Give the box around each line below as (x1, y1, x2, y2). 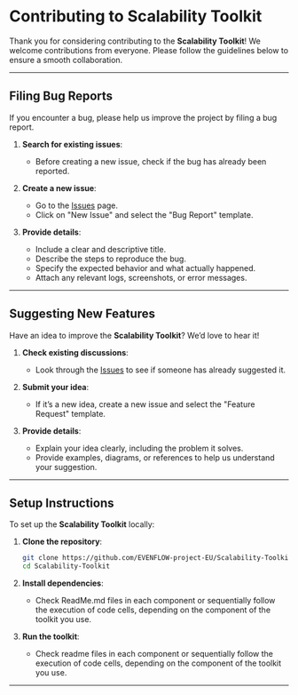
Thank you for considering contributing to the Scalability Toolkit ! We (9, 36, 262, 46)
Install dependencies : (21, 578, 104, 588)
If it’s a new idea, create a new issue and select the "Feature (35, 398, 255, 410)
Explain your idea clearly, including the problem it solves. (35, 443, 244, 453)
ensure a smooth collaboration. (9, 54, 123, 65)
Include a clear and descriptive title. (35, 244, 167, 254)
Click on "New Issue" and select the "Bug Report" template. (35, 209, 254, 220)
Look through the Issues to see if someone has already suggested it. (35, 364, 286, 375)
